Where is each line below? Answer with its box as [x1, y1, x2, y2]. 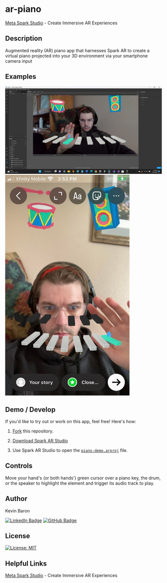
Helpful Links [5, 559, 47, 568]
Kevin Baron [5, 508, 30, 513]
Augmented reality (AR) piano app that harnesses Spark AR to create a [5, 47, 150, 53]
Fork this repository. [12, 428, 54, 434]
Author [5, 495, 27, 503]
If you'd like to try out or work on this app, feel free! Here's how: [5, 418, 137, 424]
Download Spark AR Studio [12, 437, 68, 443]
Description [5, 34, 42, 43]
